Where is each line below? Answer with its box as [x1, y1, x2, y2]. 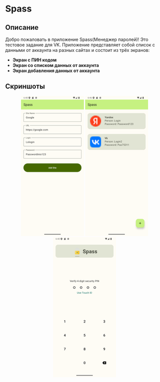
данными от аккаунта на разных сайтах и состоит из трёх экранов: [5, 47, 150, 53]
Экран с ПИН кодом [12, 57, 57, 63]
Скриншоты [5, 82, 45, 91]
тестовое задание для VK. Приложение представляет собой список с [5, 42, 155, 48]
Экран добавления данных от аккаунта [12, 68, 100, 74]
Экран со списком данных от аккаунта [12, 62, 99, 68]
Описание [5, 23, 39, 32]
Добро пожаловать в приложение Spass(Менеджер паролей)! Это [5, 36, 148, 42]
